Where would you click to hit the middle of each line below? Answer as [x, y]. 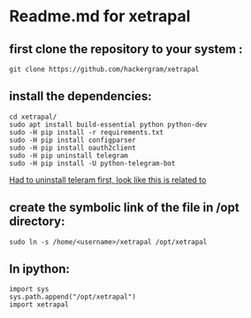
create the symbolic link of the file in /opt [125, 208]
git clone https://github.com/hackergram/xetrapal [104, 69]
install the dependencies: [80, 96]
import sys [29, 290]
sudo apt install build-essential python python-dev [108, 124]
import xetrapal [39, 305]
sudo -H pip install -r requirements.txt [87, 132]
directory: [37, 222]
